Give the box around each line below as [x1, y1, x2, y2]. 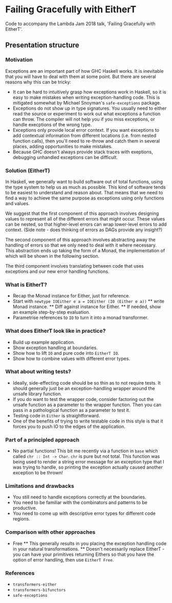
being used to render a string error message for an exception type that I [12, 459, 164, 465]
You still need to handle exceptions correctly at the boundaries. [12, 494, 146, 500]
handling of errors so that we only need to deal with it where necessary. [5, 242, 157, 248]
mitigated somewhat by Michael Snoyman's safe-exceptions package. [12, 99, 161, 106]
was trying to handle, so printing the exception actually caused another [12, 464, 163, 470]
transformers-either [12, 582, 57, 587]
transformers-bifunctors [12, 588, 66, 593]
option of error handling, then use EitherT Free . [12, 556, 114, 562]
